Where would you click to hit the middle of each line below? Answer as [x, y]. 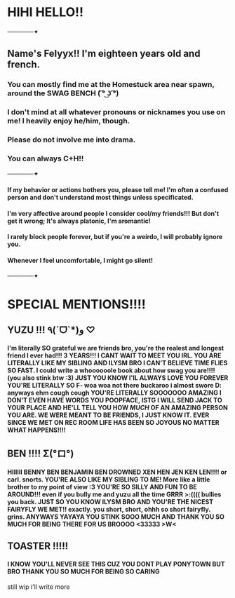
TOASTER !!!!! [38, 546]
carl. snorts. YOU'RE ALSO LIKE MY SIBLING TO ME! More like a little [109, 479]
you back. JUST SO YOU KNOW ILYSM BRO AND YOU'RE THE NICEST [110, 501]
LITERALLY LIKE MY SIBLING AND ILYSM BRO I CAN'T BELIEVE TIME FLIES [117, 362]
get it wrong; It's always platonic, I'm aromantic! [79, 221]
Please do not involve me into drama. [72, 140]
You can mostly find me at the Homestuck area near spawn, [111, 85]
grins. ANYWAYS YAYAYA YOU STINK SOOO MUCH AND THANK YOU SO [116, 517]
